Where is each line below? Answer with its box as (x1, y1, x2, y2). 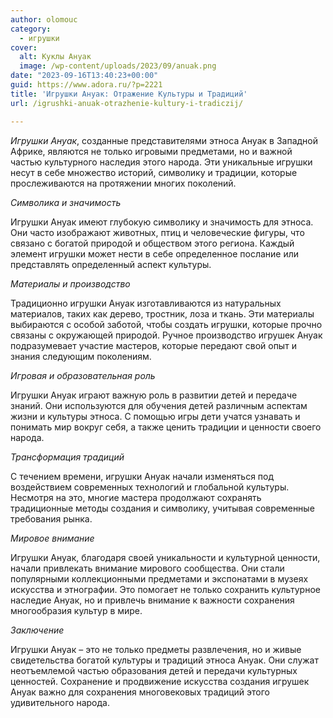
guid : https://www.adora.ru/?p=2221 (10, 80, 163, 90)
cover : (10, 42, 38, 53)
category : (10, 24, 52, 34)
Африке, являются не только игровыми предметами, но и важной (10, 145, 293, 157)
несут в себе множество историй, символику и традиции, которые (10, 166, 298, 178)
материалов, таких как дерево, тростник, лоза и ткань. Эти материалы (10, 307, 315, 320)
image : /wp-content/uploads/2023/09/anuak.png (19, 61, 217, 71)
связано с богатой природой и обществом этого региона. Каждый (10, 237, 295, 249)
